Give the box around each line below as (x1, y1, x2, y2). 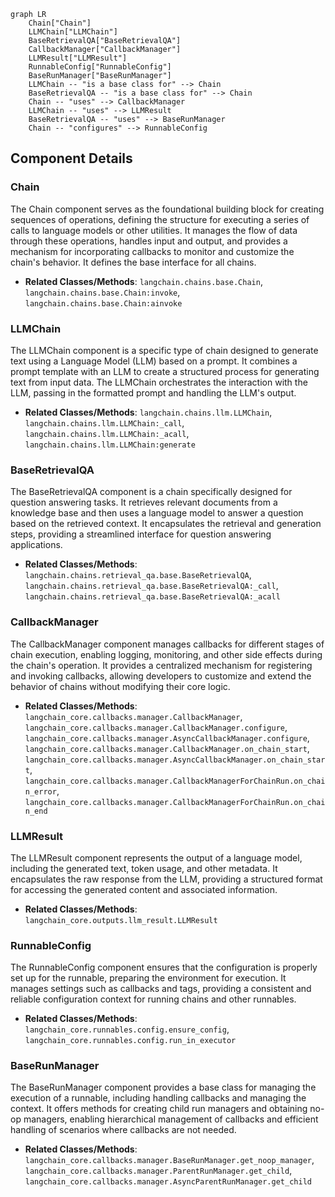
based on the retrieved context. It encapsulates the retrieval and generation (10, 518, 322, 530)
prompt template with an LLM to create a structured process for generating (10, 365, 320, 377)
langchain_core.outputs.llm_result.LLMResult (24, 915, 218, 925)
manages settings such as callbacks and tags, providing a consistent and (10, 983, 312, 995)
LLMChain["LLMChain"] (28, 27, 118, 37)
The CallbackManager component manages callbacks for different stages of (10, 638, 325, 650)
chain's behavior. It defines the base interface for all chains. (10, 256, 257, 268)
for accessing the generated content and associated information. (10, 883, 278, 895)
